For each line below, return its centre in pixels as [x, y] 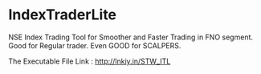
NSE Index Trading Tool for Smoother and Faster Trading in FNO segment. [131, 37]
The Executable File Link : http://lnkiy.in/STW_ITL [90, 61]
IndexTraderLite [63, 15]
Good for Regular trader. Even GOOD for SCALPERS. [95, 45]
